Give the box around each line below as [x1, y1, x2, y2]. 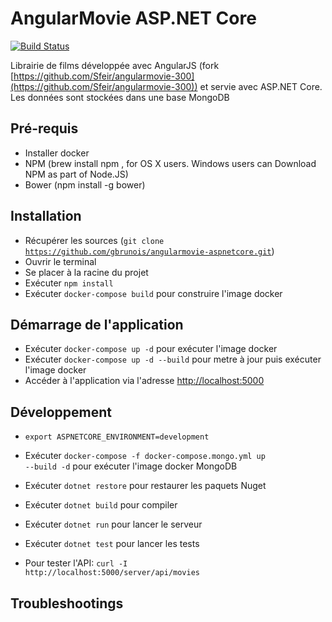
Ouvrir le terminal [24, 255, 97, 267]
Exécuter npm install [24, 277, 114, 289]
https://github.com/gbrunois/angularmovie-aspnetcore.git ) [24, 245, 275, 257]
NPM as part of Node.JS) [24, 168, 129, 180]
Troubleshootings [10, 595, 124, 612]
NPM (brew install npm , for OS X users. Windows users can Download [24, 157, 317, 169]
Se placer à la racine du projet [24, 266, 149, 278]
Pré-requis [10, 120, 79, 137]
